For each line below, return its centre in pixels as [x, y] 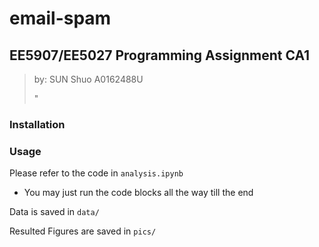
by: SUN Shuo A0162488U [88, 79]
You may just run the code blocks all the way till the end [138, 193]
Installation [37, 124]
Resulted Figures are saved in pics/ [83, 231]
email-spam [60, 18]
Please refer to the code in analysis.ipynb [96, 173]
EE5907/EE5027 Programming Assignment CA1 [160, 55]
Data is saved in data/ [54, 212]
